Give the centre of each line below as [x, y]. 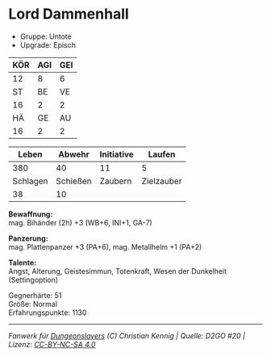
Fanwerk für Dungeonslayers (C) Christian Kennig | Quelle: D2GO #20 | [127, 335]
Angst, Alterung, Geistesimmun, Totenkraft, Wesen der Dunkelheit [118, 271]
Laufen [162, 154]
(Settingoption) [33, 279]
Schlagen [30, 181]
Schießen [74, 181]
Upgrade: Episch [48, 44]
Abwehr [74, 154]
